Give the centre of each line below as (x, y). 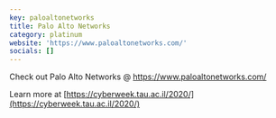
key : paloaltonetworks (52, 18)
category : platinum (46, 34)
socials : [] (32, 51)
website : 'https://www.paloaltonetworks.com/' (98, 43)
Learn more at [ (38, 95)
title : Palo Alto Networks (60, 26)
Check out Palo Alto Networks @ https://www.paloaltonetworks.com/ (138, 77)
